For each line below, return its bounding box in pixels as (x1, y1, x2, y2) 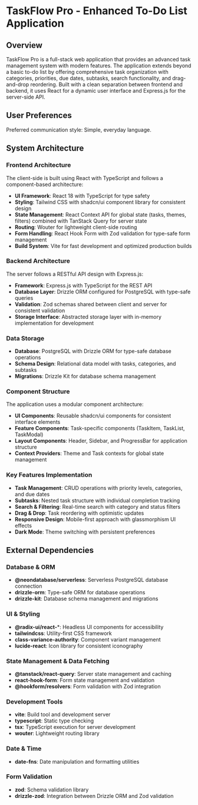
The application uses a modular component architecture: (6, 401, 144, 408)
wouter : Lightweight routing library (14, 730, 100, 737)
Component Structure (6, 388, 70, 396)
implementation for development (14, 319, 94, 326)
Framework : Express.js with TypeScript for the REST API (14, 282, 153, 289)
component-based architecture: (6, 181, 84, 188)
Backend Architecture (6, 257, 71, 265)
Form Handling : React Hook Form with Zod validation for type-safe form (14, 230, 190, 237)
